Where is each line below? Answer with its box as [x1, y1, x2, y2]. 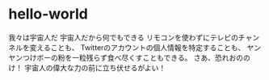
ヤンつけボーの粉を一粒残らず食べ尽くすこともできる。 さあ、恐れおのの [8, 53, 250, 62]
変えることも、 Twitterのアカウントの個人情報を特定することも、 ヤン [29, 42, 262, 53]
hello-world [8, 5, 89, 23]
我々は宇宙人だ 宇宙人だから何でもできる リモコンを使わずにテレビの [8, 32, 239, 42]
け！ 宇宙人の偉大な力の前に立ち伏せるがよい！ [8, 62, 166, 73]
